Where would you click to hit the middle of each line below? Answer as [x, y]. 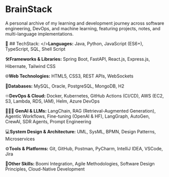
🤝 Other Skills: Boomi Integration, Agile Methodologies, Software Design [80, 163]
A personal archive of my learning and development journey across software [85, 23]
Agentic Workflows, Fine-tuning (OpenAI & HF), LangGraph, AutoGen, [78, 116]
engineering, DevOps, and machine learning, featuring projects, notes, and [83, 28]
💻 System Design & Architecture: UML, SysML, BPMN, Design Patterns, [81, 131]
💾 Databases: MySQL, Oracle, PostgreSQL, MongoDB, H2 [65, 86]
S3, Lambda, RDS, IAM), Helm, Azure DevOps [52, 101]
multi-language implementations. [40, 34]
